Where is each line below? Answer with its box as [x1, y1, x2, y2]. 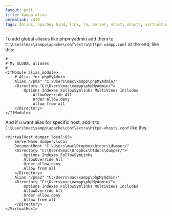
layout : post [5, 7, 33, 13]
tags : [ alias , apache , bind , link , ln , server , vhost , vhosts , [5, 21, 143, 27]
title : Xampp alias [5, 12, 47, 17]
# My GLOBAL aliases [5, 61, 50, 67]
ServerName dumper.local [14, 139, 68, 144]
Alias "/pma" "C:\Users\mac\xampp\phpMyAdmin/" [14, 79, 118, 84]
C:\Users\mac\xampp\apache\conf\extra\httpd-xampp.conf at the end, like [5, 41, 159, 48]
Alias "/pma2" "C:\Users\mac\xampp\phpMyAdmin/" [14, 175, 120, 180]
